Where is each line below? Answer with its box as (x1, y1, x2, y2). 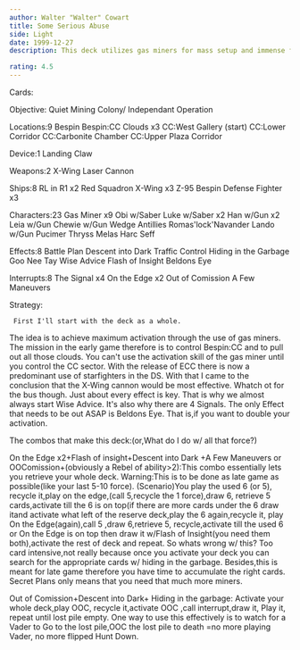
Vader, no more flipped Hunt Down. (9, 631, 139, 641)
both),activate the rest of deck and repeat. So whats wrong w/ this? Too (9, 537, 274, 548)
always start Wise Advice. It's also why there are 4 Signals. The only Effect (9, 399, 285, 409)
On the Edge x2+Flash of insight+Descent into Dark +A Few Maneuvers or (9, 453, 282, 462)
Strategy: (9, 300, 43, 310)
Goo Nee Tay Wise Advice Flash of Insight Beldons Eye (9, 255, 212, 266)
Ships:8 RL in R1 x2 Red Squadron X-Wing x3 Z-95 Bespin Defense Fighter (9, 183, 283, 193)
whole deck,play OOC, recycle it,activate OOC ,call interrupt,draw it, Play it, (9, 603, 286, 612)
